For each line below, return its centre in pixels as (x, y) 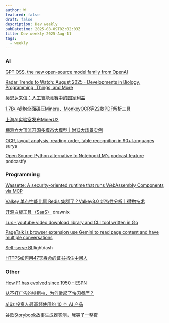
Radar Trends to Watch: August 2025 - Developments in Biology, (73, 82)
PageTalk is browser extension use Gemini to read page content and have (82, 232)
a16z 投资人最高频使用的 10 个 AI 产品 (44, 304)
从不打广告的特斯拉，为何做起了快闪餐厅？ (50, 293)
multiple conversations (29, 238)
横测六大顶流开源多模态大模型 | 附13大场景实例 (54, 130)
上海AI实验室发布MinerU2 (32, 120)
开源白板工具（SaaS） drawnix (38, 212)
